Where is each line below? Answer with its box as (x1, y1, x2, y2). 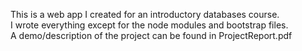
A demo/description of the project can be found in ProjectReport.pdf (10, 30, 293, 41)
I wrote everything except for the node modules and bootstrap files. (10, 19, 289, 31)
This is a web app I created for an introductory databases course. (10, 9, 280, 20)
